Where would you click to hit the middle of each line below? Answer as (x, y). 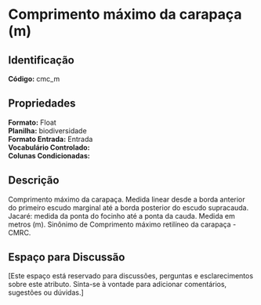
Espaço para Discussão (67, 258)
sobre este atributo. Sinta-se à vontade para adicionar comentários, (118, 285)
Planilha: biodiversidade (48, 130)
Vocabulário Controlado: (49, 147)
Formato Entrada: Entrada (51, 139)
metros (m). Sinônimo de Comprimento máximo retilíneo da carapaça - (122, 224)
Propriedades (42, 103)
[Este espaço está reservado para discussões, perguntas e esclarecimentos (130, 276)
